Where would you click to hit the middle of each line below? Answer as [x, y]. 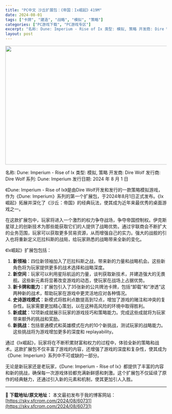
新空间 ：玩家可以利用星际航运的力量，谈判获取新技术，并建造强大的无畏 [89, 274]
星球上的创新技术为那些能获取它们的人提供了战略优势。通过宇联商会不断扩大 [86, 226]
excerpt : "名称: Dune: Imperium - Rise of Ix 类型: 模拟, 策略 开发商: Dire [85, 29]
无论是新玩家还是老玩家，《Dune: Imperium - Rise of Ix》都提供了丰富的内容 [85, 366]
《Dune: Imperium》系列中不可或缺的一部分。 [53, 355]
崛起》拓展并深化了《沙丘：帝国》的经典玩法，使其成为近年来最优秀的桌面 [84, 203]
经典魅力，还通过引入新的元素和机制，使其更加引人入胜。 [75, 379]
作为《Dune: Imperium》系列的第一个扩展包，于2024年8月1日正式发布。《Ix [84, 196]
